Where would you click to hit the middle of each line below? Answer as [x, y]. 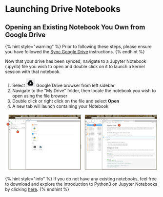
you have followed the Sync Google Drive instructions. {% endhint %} [75, 52]
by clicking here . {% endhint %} [37, 189]
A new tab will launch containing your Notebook [60, 106]
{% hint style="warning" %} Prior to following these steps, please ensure [79, 47]
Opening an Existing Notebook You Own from [75, 27]
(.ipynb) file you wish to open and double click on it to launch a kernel [75, 66]
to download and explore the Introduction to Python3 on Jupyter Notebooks [81, 184]
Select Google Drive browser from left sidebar [63, 85]
